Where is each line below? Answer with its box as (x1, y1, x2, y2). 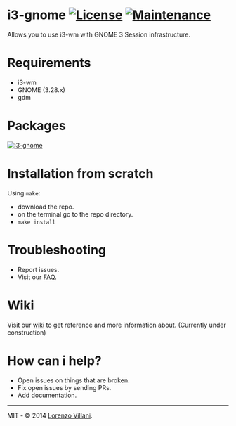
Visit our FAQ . (17, 273, 58, 281)
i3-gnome (7, 7, 67, 23)
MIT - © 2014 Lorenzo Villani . (7, 411, 93, 420)
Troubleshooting (7, 242, 107, 258)
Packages (7, 118, 67, 134)
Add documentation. (17, 391, 77, 399)
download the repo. (17, 202, 74, 211)
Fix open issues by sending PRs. (17, 383, 112, 392)
